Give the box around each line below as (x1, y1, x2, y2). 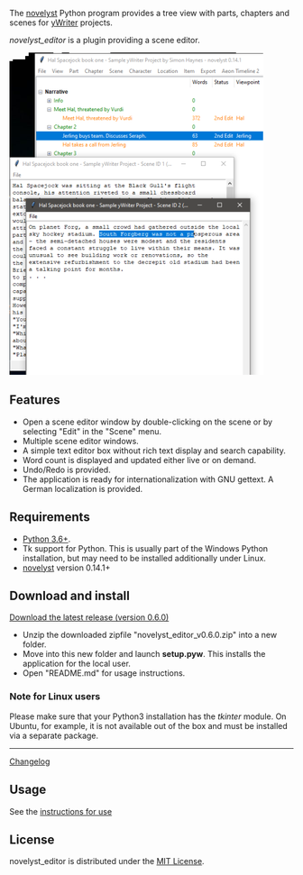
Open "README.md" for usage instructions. (22, 668, 186, 679)
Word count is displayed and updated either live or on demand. (22, 454, 257, 465)
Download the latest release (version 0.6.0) (9, 612, 170, 623)
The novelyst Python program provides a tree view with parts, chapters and (9, 8, 290, 18)
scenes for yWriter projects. (9, 17, 113, 28)
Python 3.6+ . (22, 533, 71, 544)
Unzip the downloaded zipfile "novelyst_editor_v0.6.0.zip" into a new (22, 630, 278, 641)
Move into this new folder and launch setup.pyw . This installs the (22, 649, 266, 660)
